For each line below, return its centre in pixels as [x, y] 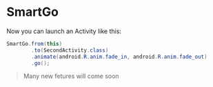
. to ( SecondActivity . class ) [70, 50]
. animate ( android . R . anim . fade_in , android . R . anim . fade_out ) [119, 57]
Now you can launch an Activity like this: [64, 31]
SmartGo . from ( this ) [34, 43]
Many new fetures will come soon [71, 76]
